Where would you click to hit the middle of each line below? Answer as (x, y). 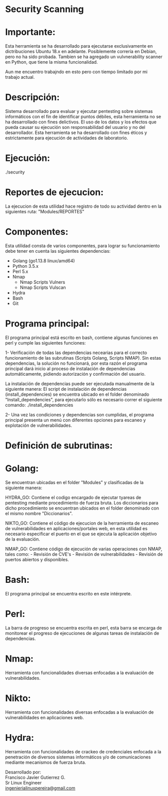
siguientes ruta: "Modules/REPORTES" (45, 211)
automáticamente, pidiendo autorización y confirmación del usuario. (75, 374)
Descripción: (32, 98)
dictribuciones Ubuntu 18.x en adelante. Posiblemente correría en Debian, (81, 52)
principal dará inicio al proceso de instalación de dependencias (70, 368)
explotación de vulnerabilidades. (39, 425)
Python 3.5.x (25, 266)
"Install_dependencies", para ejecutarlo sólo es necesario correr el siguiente (84, 399)
